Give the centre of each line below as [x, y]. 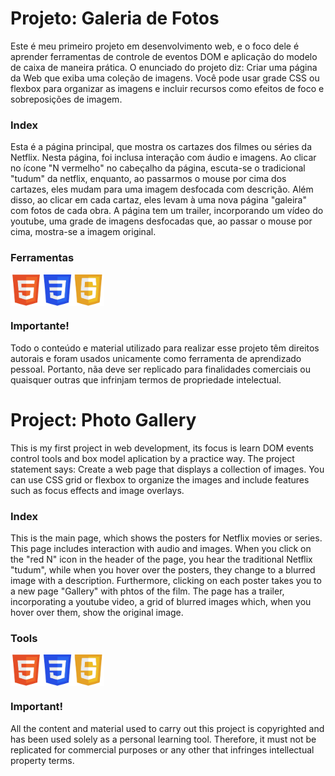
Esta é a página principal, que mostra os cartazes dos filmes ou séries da [161, 147]
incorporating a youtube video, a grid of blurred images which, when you [161, 602]
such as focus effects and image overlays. [97, 490]
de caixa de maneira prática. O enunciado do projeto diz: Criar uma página [164, 67]
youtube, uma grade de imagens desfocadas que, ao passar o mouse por [161, 221]
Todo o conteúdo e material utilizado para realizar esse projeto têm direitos [165, 348]
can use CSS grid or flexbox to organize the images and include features [160, 479]
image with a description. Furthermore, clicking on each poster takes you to [166, 581]
